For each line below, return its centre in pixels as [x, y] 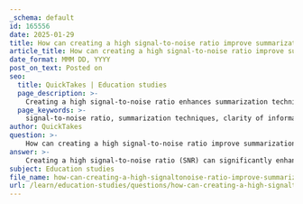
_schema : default [42, 18]
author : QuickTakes [46, 127]
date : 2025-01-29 [42, 34]
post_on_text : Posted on [56, 69]
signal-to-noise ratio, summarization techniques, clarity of [145, 118]
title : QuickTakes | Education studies [92, 85]
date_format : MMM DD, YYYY [60, 60]
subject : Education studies [62, 169]
